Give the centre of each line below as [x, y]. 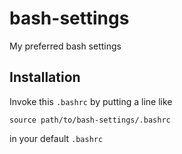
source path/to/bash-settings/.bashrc [90, 120]
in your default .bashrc [56, 138]
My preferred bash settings [65, 46]
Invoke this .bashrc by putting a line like [91, 101]
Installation [45, 77]
